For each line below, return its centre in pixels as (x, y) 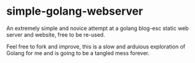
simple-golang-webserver (75, 11)
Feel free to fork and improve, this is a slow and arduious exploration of (96, 46)
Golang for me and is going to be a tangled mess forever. (78, 53)
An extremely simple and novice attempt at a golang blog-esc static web (97, 28)
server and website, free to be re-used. (56, 34)
